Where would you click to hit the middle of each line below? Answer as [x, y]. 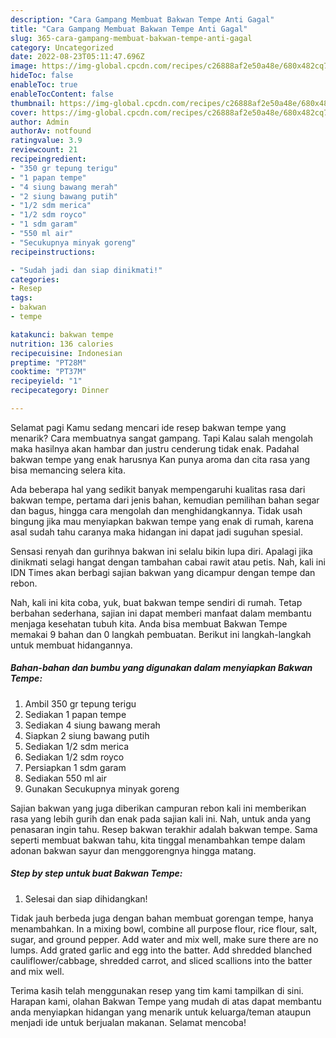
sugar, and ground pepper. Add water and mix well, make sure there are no [164, 939]
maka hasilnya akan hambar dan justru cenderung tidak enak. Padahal [155, 448]
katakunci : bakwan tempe [62, 334]
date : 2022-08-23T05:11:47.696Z [77, 57]
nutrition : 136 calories [62, 344]
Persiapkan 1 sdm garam [75, 767]
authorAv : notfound [51, 131]
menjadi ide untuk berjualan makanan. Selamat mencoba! [128, 1022]
